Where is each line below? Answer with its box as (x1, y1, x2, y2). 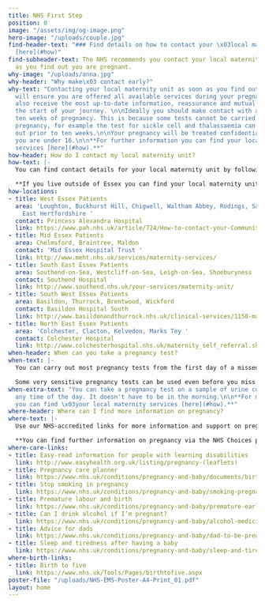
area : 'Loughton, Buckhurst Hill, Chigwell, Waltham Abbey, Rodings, (15, 202, 248, 210)
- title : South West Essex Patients (8, 290, 129, 299)
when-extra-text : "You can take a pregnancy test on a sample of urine (8, 385, 248, 394)
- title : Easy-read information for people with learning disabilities (8, 451, 248, 459)
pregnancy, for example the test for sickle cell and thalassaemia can (15, 122, 256, 130)
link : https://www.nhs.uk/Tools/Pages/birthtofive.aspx (15, 568, 203, 577)
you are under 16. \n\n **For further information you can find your (15, 136, 242, 145)
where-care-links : (8, 443, 69, 451)
